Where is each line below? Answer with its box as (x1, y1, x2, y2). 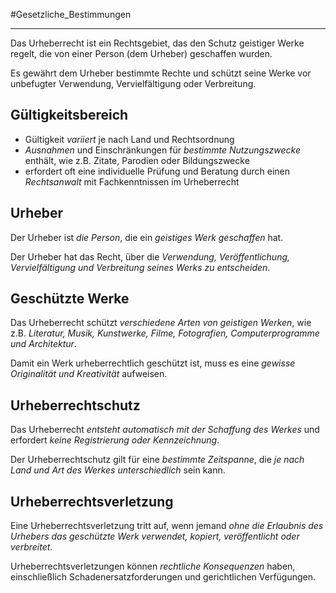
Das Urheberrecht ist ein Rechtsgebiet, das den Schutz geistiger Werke (10, 37, 305, 49)
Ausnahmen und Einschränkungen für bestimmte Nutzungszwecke (24, 144, 302, 156)
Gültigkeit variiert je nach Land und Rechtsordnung (24, 133, 235, 145)
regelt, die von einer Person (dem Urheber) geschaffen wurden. (10, 48, 273, 59)
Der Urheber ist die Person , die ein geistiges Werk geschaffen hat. (10, 231, 284, 243)
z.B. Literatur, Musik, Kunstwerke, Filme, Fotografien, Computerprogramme (10, 327, 320, 339)
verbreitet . (10, 541, 53, 553)
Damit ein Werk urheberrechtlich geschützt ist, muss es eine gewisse (10, 357, 296, 369)
